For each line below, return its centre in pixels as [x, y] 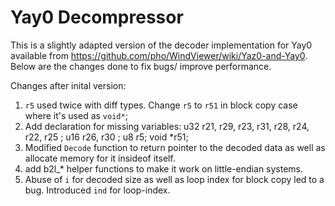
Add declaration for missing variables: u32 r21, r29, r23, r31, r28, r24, [167, 126]
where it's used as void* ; [76, 115]
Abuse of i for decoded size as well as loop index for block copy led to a [174, 179]
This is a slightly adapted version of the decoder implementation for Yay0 [161, 45]
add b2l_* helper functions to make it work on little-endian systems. [164, 168]
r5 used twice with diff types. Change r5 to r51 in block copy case [161, 105]
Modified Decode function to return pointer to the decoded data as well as [175, 147]
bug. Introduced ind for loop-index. [97, 190]
